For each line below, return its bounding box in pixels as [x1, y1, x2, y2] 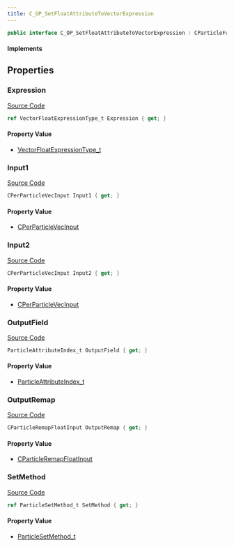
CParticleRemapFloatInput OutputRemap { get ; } [7, 424, 148, 431]
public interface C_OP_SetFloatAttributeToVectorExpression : [7, 29, 192, 36]
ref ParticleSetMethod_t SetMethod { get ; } [7, 502, 139, 509]
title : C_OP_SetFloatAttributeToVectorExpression [7, 10, 155, 17]
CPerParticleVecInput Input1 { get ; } [7, 193, 120, 200]
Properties [7, 64, 54, 77]
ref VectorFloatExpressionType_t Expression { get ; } [7, 114, 167, 122]
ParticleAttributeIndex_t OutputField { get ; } [7, 347, 148, 354]
